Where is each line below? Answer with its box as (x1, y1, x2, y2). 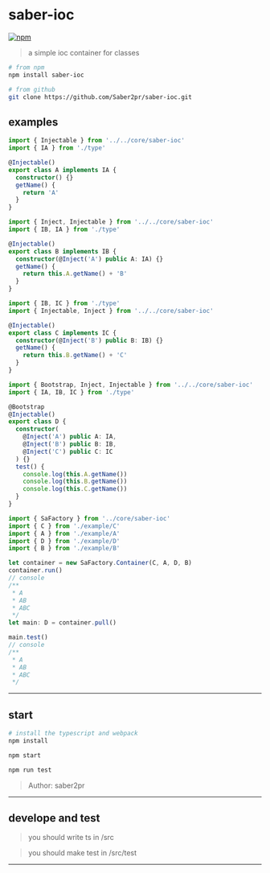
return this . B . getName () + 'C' (22, 352, 128, 360)
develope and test (8, 811, 100, 825)
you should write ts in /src (27, 833, 114, 842)
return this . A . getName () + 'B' (22, 270, 128, 278)
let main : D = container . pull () (8, 619, 117, 627)
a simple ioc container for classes (27, 47, 140, 57)
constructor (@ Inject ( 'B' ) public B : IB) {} (15, 336, 163, 344)
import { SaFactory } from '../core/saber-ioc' (8, 514, 171, 522)
